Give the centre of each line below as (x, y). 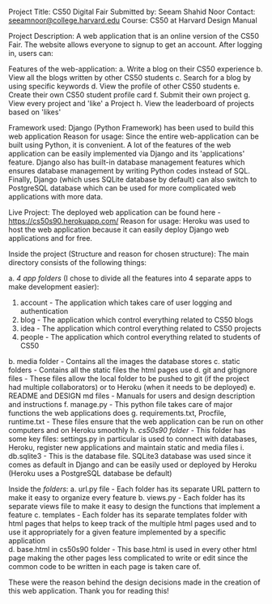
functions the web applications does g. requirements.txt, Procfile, (117, 413)
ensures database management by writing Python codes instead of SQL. (130, 171)
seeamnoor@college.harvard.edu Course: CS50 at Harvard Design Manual (133, 20)
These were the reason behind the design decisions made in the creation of (134, 582)
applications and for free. (51, 238)
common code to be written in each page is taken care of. (104, 566)
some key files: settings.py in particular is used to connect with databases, (133, 439)
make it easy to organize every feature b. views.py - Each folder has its (127, 497)
